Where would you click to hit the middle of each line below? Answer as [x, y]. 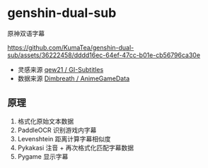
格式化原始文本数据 [46, 121]
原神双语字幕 [26, 33]
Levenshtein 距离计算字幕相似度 [64, 138]
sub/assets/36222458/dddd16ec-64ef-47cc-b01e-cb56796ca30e [104, 55]
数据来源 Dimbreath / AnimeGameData [73, 78]
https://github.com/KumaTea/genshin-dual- [71, 47]
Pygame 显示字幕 [43, 156]
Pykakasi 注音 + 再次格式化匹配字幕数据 [76, 148]
